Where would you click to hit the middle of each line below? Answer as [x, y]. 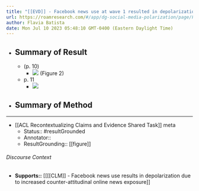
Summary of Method [54, 105]
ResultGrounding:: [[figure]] [57, 144]
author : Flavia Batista [36, 22]
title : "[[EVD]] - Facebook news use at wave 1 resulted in [82, 12]
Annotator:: [37, 137]
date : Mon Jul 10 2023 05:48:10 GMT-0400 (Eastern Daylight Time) [90, 28]
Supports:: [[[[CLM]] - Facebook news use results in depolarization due [103, 176]
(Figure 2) [52, 73]
